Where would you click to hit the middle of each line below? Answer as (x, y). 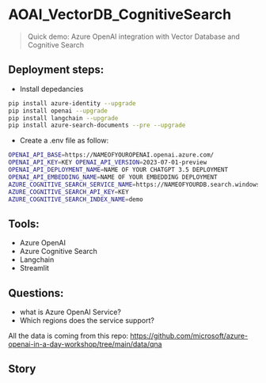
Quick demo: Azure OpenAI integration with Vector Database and (133, 36)
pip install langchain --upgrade (63, 118)
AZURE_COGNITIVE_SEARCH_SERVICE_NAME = (72, 184)
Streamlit (34, 268)
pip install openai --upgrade (58, 111)
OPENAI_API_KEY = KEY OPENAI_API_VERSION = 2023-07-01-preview (108, 163)
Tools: (24, 224)
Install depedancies (51, 89)
